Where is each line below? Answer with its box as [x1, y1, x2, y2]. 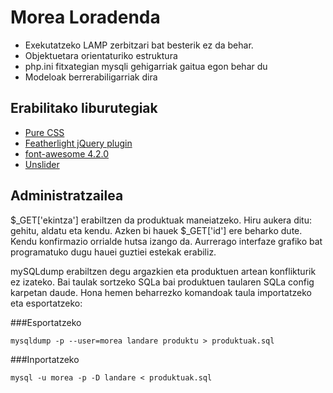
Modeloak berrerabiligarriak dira [24, 71, 158, 83]
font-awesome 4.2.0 [24, 147, 110, 160]
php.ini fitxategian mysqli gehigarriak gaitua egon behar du [24, 60, 268, 72]
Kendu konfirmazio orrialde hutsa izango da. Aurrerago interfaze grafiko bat [10, 235, 323, 247]
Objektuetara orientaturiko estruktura [24, 49, 178, 61]
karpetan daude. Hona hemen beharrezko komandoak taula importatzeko [10, 286, 313, 298]
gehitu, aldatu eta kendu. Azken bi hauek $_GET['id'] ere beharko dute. [10, 224, 303, 236]
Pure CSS [24, 126, 65, 138]
